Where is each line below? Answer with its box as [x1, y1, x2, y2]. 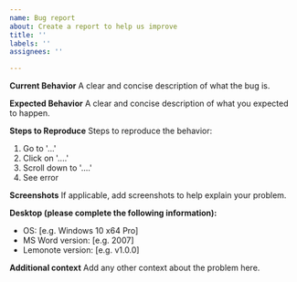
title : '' [9, 30, 48, 39]
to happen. [9, 108, 50, 119]
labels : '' [9, 38, 51, 48]
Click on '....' [22, 152, 69, 164]
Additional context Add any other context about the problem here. [9, 262, 260, 274]
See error [22, 172, 59, 183]
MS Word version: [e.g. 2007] [22, 235, 134, 246]
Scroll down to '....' [22, 162, 93, 173]
